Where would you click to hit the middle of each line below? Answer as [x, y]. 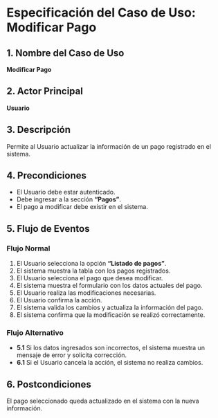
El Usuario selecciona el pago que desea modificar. [90, 278]
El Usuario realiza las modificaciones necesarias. [86, 293]
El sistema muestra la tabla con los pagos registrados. [93, 271]
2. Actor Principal [45, 91]
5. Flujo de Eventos [48, 229]
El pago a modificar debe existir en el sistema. [82, 207]
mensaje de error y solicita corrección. [72, 355]
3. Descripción [38, 130]
